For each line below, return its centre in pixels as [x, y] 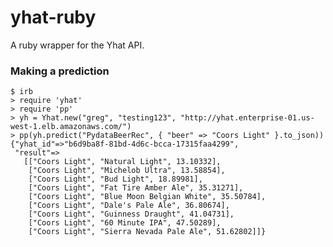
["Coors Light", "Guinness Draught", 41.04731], [131, 214]
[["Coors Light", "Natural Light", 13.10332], [122, 162]
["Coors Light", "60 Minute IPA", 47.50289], [125, 223]
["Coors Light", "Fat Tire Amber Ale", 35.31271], [136, 188]
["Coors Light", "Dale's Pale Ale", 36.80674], [129, 206]
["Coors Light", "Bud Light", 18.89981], [115, 179]
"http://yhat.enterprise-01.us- [247, 118]
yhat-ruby [53, 17]
